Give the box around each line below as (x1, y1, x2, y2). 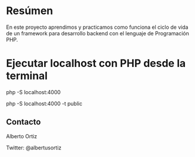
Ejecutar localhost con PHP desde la (6, 57, 186, 70)
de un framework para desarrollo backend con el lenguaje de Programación (6, 29, 189, 36)
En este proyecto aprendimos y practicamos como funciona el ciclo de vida (6, 24, 189, 31)
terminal (6, 69, 48, 83)
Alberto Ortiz (6, 132, 37, 139)
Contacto (6, 117, 41, 127)
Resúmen (6, 4, 53, 18)
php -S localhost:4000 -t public (6, 100, 83, 107)
